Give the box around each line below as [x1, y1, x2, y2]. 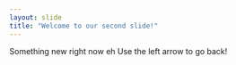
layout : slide [9, 12, 63, 22]
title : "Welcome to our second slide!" [9, 21, 159, 30]
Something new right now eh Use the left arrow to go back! [9, 45, 228, 56]
